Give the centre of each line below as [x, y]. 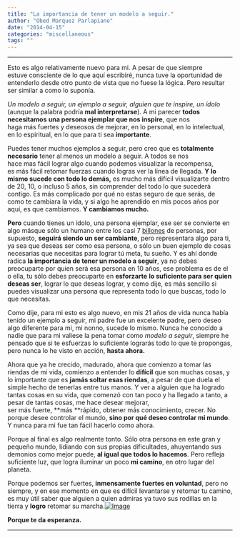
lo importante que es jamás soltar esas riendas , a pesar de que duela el [114, 380]
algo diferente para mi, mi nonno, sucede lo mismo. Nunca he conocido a [115, 328]
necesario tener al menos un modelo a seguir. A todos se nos [98, 156]
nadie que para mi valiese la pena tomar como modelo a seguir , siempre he [118, 336]
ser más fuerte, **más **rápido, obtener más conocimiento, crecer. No [112, 410]
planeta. [19, 469]
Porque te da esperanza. [45, 520]
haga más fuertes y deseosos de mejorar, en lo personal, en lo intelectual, [116, 127]
